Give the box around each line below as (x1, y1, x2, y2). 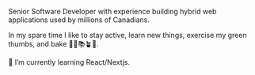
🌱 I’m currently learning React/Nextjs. (8, 58, 131, 66)
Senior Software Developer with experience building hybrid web (8, 7, 217, 16)
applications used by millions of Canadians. (8, 15, 150, 24)
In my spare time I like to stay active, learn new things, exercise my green (8, 31, 247, 39)
